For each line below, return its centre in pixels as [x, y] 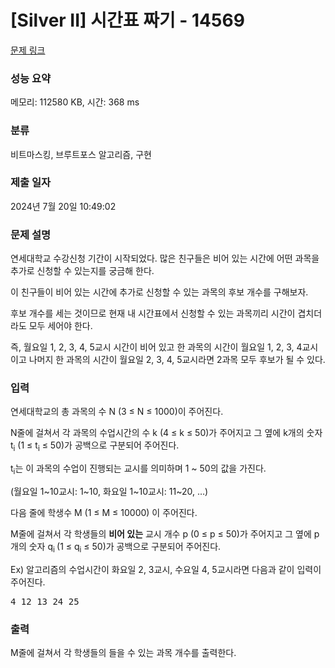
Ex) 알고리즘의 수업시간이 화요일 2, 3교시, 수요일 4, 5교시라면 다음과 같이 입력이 [166, 569]
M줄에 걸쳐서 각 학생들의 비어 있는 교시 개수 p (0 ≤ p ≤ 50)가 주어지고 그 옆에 [161, 534]
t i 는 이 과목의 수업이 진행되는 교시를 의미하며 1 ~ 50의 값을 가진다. [138, 469]
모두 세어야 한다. [60, 326]
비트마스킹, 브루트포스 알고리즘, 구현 [81, 154]
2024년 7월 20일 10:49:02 [63, 206]
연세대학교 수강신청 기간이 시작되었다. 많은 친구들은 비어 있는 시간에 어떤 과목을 [165, 258]
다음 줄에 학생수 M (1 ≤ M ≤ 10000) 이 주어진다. [104, 513]
